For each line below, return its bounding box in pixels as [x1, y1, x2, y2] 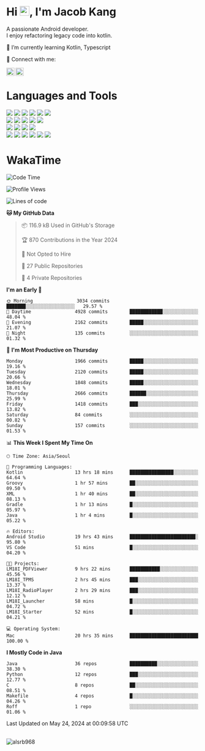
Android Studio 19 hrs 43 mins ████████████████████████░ [6, 533, 199, 540]
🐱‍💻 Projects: [6, 560, 40, 566]
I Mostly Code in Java [6, 649, 62, 656]
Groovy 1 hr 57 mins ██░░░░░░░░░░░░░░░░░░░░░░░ [6, 480, 199, 486]
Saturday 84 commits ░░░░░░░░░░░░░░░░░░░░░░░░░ [6, 412, 199, 418]
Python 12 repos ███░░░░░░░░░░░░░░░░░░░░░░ [6, 671, 199, 677]
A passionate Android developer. [6, 25, 89, 33]
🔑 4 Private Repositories [21, 274, 83, 281]
